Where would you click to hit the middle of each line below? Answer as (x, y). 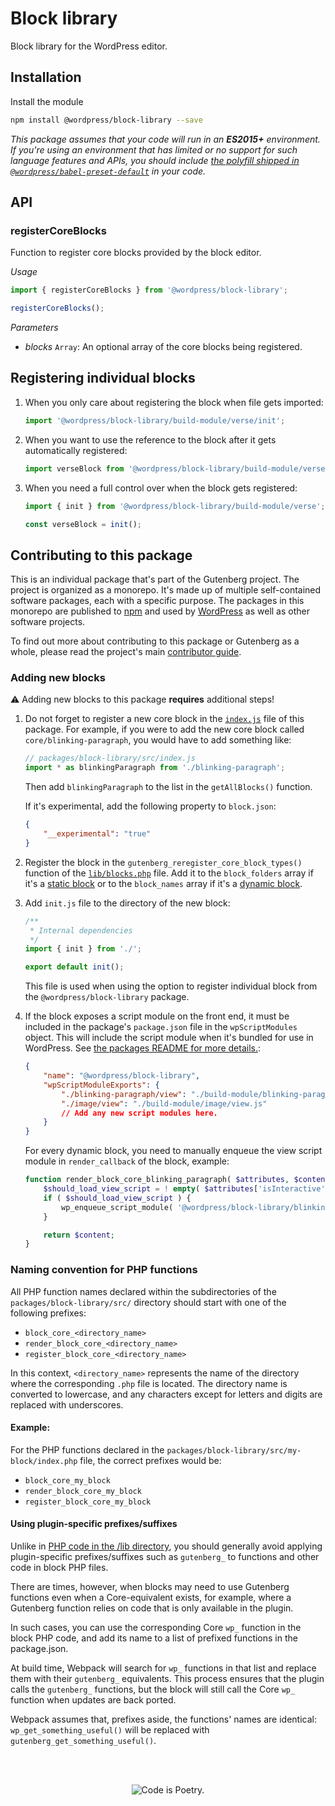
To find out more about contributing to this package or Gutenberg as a (155, 641)
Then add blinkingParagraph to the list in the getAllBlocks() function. (168, 787)
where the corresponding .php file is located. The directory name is (149, 1383)
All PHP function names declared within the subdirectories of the (143, 1291)
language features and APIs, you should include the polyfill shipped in (155, 160)
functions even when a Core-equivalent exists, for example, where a (151, 1598)
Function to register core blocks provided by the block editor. (136, 253)
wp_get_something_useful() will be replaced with (110, 1730)
